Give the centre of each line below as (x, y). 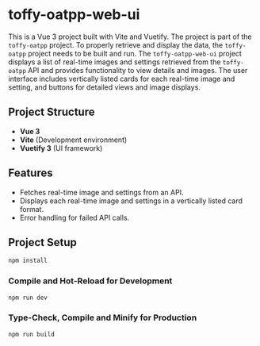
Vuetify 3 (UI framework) (61, 148)
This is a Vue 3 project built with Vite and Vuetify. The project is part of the (130, 37)
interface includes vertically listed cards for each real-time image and (122, 79)
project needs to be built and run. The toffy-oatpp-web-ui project (134, 53)
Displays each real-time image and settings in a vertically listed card (131, 201)
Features (31, 173)
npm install (28, 261)
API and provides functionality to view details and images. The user (138, 70)
